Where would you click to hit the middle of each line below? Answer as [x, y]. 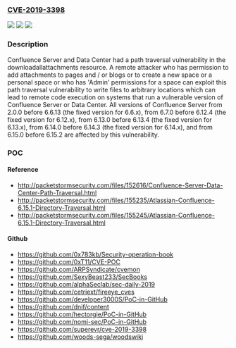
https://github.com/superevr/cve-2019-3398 [82, 329]
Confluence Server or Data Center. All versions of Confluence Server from [115, 104]
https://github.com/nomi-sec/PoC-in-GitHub [82, 321]
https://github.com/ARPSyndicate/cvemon [79, 269]
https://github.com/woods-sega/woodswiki [80, 337]
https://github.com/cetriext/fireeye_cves [76, 292]
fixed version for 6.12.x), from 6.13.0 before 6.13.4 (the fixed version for [110, 119]
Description [28, 44]
